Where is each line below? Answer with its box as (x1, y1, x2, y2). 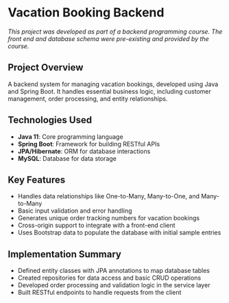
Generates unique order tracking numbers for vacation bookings (17, 214, 200, 222)
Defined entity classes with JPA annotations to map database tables (17, 267, 210, 275)
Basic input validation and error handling (17, 207, 132, 215)
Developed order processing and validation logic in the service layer (17, 281, 210, 289)
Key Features (8, 174, 66, 185)
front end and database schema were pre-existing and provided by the (8, 34, 210, 42)
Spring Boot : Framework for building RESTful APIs (17, 140, 160, 148)
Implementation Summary (8, 248, 122, 260)
